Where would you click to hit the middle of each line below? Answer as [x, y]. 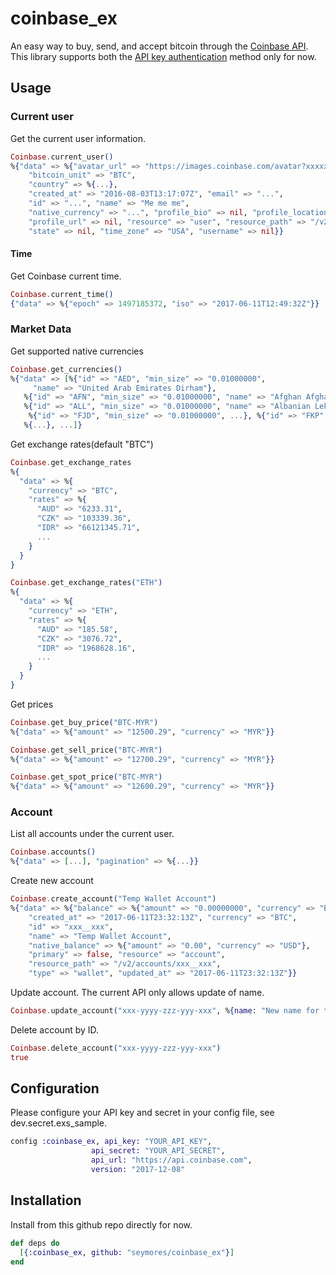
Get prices [32, 704]
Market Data [41, 329]
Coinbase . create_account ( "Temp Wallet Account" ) [113, 899]
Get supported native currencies [77, 351]
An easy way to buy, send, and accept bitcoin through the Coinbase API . [159, 46]
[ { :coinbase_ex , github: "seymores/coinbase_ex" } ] [127, 1252]
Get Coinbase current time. [66, 276]
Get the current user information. [78, 138]
